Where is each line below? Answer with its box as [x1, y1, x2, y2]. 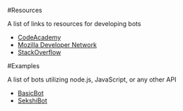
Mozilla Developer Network [17, 41, 98, 48]
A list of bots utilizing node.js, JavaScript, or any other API [7, 75, 177, 84]
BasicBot [17, 89, 44, 97]
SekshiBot [17, 96, 47, 105]
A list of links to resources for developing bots [7, 20, 141, 27]
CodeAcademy [17, 33, 61, 41]
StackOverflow [17, 48, 61, 56]
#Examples [7, 62, 40, 70]
